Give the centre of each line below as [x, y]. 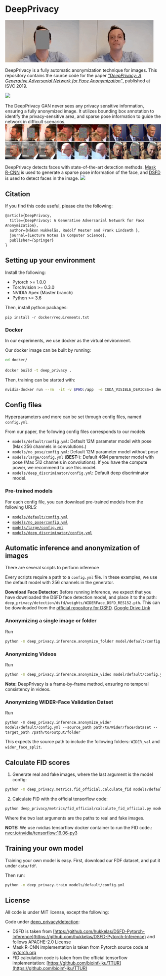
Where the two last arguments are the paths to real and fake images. [75, 818]
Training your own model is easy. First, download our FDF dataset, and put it [83, 860]
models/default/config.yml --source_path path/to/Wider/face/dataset [78, 728]
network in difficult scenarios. [35, 121]
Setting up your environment [50, 260]
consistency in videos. [28, 689]
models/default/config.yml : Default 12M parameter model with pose [82, 441]
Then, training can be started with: [40, 380]
